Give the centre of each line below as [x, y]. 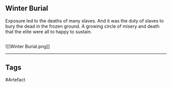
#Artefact [15, 80]
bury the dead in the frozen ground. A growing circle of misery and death [82, 26]
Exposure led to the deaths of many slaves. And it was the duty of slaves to [84, 20]
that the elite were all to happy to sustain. [49, 31]
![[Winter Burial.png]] [28, 47]
